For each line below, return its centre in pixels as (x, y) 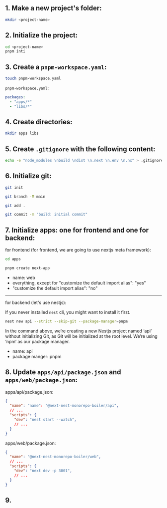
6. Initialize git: (28, 176)
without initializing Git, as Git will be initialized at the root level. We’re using (81, 336)
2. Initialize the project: (42, 35)
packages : (15, 97)
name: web (24, 277)
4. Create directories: (39, 122)
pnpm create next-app (28, 268)
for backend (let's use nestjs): (36, 302)
